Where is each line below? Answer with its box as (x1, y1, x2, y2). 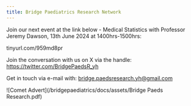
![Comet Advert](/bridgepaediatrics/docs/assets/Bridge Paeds (6, 86, 164, 94)
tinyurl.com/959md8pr (6, 44, 63, 51)
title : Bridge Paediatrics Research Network (6, 9, 121, 15)
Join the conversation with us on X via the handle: (6, 56, 132, 63)
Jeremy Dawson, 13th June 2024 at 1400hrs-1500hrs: (6, 32, 142, 40)
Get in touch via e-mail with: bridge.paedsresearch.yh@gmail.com (6, 74, 173, 81)
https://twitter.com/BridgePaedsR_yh (6, 62, 99, 70)
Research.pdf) (6, 93, 43, 100)
